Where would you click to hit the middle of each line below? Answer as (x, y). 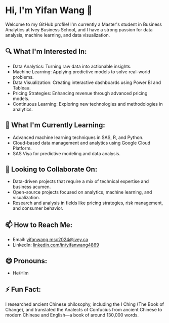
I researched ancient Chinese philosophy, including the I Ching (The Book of (85, 304)
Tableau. (22, 87)
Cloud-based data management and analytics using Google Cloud (81, 143)
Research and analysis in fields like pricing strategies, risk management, (88, 203)
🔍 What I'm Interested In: (46, 52)
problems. (23, 77)
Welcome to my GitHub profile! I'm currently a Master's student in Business (83, 24)
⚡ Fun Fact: (23, 289)
